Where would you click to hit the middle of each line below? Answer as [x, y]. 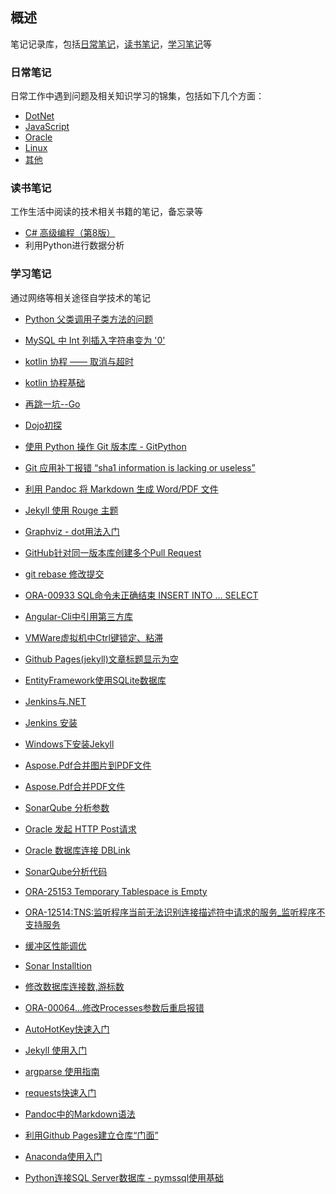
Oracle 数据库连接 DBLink [77, 850]
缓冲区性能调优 [55, 945]
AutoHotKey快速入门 [67, 1029]
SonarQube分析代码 [66, 871]
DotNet [39, 116]
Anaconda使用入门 [63, 1156]
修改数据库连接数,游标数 [74, 986]
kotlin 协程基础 [55, 382]
